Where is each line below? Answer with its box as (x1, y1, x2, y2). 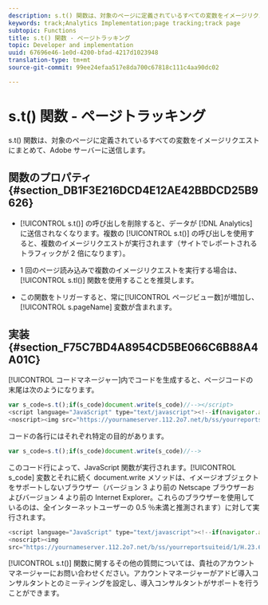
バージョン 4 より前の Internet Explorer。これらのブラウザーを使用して (22, 492, 255, 502)
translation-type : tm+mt (8, 57, 91, 65)
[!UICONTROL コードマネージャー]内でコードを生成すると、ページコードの (8, 375, 254, 385)
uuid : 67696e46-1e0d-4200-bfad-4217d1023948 (8, 49, 159, 57)
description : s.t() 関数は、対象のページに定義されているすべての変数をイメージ (8, 11, 247, 20)
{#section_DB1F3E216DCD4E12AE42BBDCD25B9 (8, 184, 259, 198)
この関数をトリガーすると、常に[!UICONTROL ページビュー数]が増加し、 (19, 292, 259, 301)
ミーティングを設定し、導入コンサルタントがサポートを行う (63, 579, 260, 588)
